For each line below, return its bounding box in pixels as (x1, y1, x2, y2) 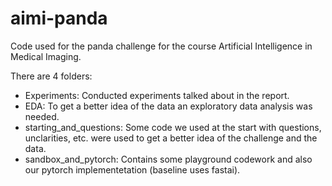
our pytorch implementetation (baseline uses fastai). (24, 163, 241, 176)
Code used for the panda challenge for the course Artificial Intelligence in (10, 40, 313, 52)
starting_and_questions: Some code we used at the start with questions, (24, 121, 322, 133)
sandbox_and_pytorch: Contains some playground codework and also (24, 153, 313, 165)
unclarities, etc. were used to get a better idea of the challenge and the (24, 132, 318, 144)
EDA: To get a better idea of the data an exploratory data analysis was (24, 100, 313, 112)
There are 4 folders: (10, 70, 93, 82)
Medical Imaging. (10, 50, 82, 62)
